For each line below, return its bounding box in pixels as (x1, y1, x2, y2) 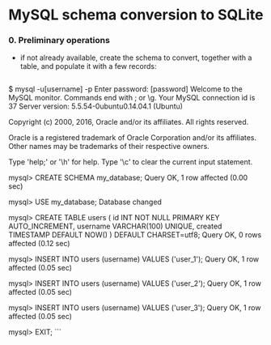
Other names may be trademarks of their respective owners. (8, 142, 210, 151)
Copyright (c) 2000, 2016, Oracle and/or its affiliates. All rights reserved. (8, 117, 249, 127)
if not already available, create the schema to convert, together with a (19, 53, 252, 62)
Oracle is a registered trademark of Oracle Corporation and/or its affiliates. (8, 133, 257, 143)
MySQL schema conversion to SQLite (8, 6, 264, 24)
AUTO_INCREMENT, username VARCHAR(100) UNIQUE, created (8, 221, 222, 232)
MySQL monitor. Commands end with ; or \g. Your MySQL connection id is (8, 93, 256, 103)
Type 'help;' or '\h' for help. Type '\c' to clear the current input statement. (8, 157, 253, 167)
